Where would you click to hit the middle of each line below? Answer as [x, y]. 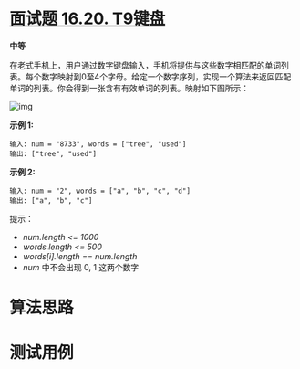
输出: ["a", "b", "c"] [51, 200]
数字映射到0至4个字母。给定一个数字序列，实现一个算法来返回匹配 [166, 76]
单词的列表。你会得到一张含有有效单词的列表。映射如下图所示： [129, 88]
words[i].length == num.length [80, 256]
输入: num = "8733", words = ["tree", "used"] [98, 144]
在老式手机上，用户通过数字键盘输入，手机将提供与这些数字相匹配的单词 [145, 65]
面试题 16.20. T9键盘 [88, 19]
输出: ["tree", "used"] [53, 153]
